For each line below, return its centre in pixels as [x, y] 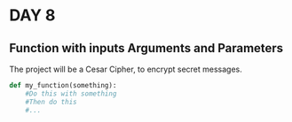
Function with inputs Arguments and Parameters [146, 48]
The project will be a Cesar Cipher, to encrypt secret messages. [126, 69]
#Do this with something [71, 94]
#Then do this [51, 102]
